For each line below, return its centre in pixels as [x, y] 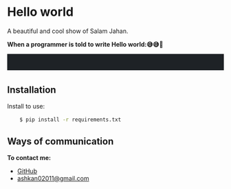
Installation [32, 90]
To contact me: [29, 157]
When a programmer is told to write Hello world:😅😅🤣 [85, 44]
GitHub [27, 171]
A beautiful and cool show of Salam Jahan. [68, 31]
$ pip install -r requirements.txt [70, 120]
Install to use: [26, 107]
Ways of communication [60, 141]
